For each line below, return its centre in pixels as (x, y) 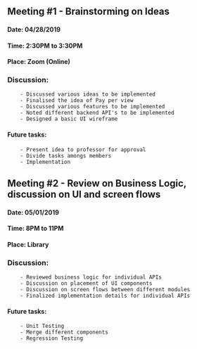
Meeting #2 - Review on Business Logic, (97, 183)
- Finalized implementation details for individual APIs (105, 296)
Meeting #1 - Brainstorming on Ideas (89, 12)
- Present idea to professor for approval (83, 150)
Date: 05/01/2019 (33, 212)
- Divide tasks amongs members (66, 156)
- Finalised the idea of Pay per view (77, 101)
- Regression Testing (51, 338)
